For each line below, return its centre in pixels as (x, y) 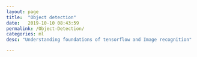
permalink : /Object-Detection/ (45, 28)
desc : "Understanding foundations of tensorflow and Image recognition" (99, 40)
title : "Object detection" (41, 17)
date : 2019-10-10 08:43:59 (43, 23)
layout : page (23, 12)
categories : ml (25, 34)
